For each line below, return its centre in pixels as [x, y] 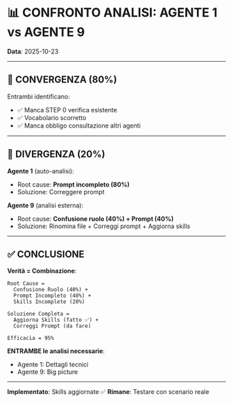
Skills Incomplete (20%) [49, 302]
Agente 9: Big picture [48, 372]
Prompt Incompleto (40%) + [52, 296]
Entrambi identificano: [39, 96]
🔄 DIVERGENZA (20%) [56, 154]
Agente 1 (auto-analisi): [41, 171]
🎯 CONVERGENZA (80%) [62, 80]
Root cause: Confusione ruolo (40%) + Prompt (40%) [95, 218]
